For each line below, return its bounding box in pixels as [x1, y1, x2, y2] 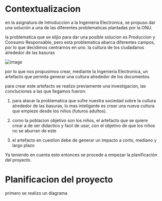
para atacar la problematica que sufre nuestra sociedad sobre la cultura [12, 97, 156, 103]
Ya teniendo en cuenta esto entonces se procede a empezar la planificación [5, 152, 157, 158]
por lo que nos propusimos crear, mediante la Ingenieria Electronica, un [5, 68, 148, 74]
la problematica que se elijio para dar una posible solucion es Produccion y [5, 34, 156, 40]
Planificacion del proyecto [5, 174, 113, 185]
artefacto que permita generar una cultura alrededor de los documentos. [5, 73, 151, 79]
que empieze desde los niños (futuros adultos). [12, 108, 107, 114]
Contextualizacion [5, 3, 81, 15]
